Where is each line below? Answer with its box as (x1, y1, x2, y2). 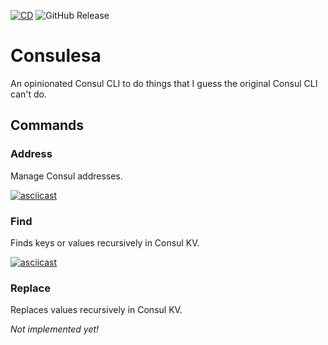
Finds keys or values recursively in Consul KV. (10, 236, 200, 249)
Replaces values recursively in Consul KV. (10, 304, 183, 316)
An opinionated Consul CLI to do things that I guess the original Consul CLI (10, 77, 318, 89)
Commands (10, 117, 85, 134)
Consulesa (10, 45, 102, 67)
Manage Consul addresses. (10, 170, 123, 182)
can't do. (10, 88, 47, 100)
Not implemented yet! (10, 323, 100, 335)
